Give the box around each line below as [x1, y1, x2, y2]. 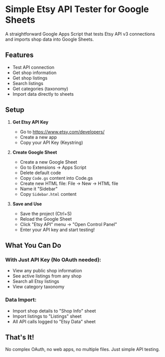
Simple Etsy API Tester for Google [5, 4, 149, 15]
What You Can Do [5, 241, 61, 250]
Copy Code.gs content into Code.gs [20, 175, 93, 181]
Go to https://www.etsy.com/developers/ [20, 128, 105, 134]
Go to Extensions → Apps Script [20, 164, 87, 170]
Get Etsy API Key [12, 119, 49, 125]
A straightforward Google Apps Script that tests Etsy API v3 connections [5, 31, 155, 37]
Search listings [12, 80, 44, 86]
